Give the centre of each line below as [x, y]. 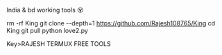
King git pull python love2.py [47, 31]
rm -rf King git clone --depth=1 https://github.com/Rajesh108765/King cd [111, 23]
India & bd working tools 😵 [45, 10]
